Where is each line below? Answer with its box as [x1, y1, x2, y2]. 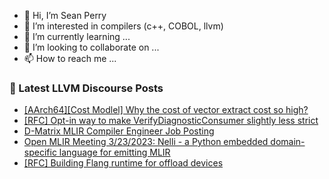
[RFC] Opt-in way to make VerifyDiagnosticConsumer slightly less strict [23, 115, 319, 127]
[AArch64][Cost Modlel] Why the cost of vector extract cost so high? [23, 104, 309, 116]
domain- [270, 136, 306, 148]
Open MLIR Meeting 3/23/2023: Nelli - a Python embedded [23, 136, 269, 148]
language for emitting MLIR [58, 146, 171, 159]
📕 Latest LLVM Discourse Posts [9, 81, 164, 95]
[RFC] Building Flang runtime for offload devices [23, 157, 224, 169]
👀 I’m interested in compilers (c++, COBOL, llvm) [23, 20, 224, 32]
